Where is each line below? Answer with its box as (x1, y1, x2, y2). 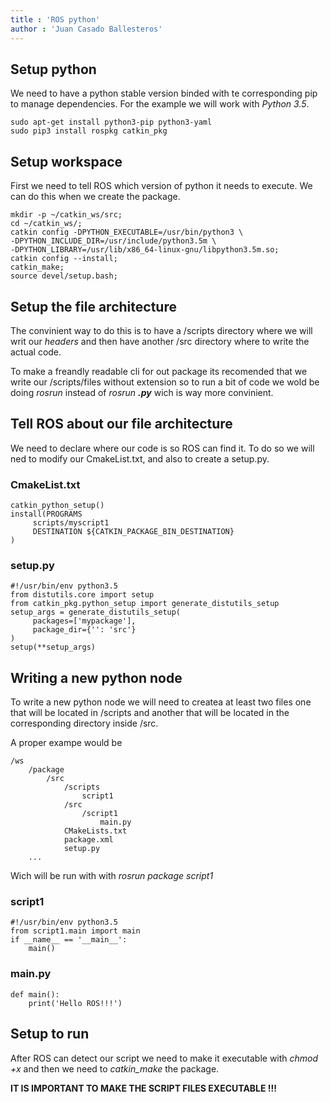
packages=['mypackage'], (32, 616, 137, 626)
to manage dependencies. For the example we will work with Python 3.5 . (10, 98, 310, 110)
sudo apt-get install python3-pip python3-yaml (10, 117, 213, 128)
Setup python (10, 61, 97, 78)
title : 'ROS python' (10, 14, 101, 25)
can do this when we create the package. (10, 191, 181, 203)
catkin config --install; (10, 254, 118, 264)
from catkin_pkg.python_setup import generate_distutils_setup (10, 599, 280, 609)
